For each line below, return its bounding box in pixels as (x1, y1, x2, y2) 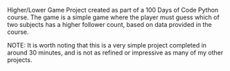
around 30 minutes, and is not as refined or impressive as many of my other (7, 48, 224, 57)
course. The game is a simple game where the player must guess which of (7, 13, 220, 21)
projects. (7, 56, 33, 64)
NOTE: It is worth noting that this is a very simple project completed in (7, 41, 206, 49)
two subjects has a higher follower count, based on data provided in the (7, 21, 213, 28)
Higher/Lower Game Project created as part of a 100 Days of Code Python (7, 6, 219, 14)
